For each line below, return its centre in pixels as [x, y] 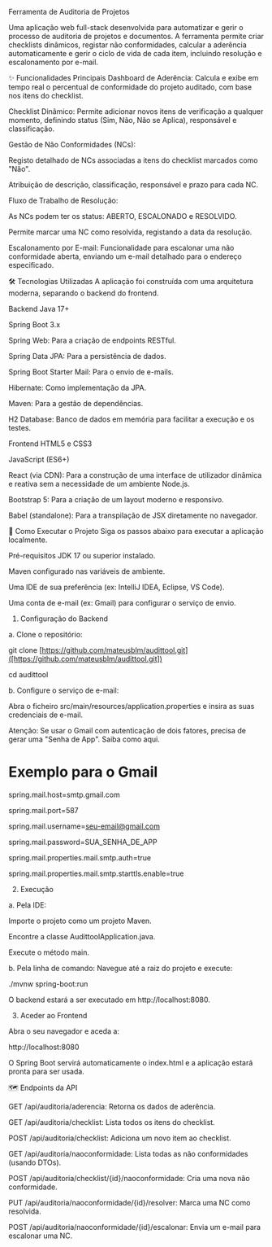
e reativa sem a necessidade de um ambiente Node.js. [99, 484]
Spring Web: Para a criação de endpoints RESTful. [92, 340]
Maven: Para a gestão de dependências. [76, 403]
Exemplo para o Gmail [83, 772]
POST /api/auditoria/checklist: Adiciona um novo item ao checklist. [120, 1138]
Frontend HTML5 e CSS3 [50, 444]
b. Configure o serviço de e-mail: [64, 690]
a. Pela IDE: [28, 905]
